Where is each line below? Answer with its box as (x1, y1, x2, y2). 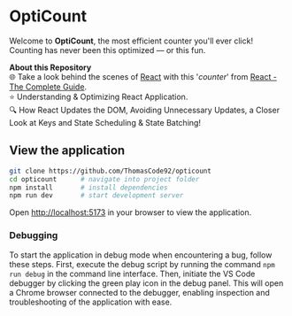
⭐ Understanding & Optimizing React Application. (9, 91, 188, 102)
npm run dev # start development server (9, 191, 184, 200)
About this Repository (9, 62, 92, 73)
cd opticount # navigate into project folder (9, 174, 200, 183)
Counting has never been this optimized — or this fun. (9, 44, 206, 55)
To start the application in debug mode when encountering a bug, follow (9, 250, 273, 260)
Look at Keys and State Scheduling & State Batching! (9, 117, 202, 127)
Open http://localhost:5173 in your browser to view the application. (9, 207, 252, 218)
